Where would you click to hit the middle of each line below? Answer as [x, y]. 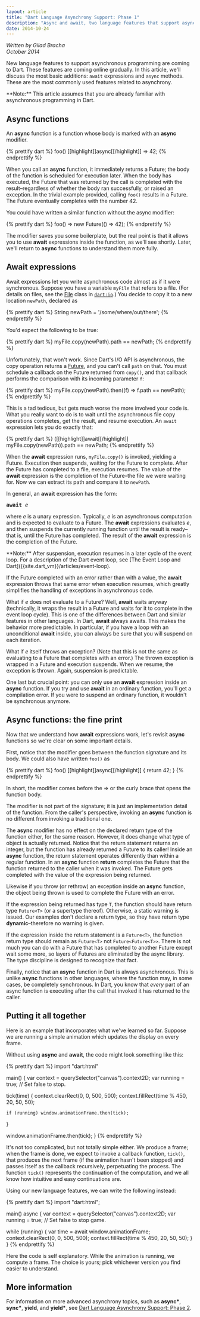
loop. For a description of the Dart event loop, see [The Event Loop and [93, 560]
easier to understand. [32, 1268]
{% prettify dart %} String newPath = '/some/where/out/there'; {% [87, 312]
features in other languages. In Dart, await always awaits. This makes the [96, 621]
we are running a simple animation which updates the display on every [93, 1036]
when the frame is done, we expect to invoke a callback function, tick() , [96, 1153]
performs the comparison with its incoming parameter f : [75, 378]
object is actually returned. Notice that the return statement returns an [92, 843]
